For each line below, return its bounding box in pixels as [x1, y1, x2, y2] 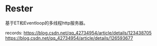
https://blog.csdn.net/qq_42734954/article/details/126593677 [5, 35, 133, 41]
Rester [5, 3, 34, 14]
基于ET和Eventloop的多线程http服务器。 [5, 20, 88, 26]
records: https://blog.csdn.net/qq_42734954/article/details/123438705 [5, 30, 152, 36]
